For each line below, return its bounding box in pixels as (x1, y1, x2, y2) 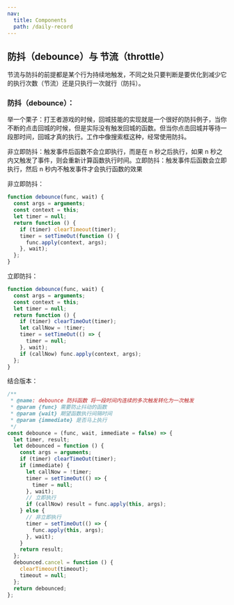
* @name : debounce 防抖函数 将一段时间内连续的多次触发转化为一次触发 (10, 398, 194, 404)
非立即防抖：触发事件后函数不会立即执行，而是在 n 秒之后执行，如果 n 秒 (7, 148, 217, 156)
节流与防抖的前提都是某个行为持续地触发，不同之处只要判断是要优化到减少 (7, 70, 221, 79)
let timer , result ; (13, 436, 70, 443)
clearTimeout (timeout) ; (19, 565, 89, 573)
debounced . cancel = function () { (13, 559, 114, 566)
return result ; (19, 546, 64, 553)
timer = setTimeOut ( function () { (19, 233, 120, 239)
